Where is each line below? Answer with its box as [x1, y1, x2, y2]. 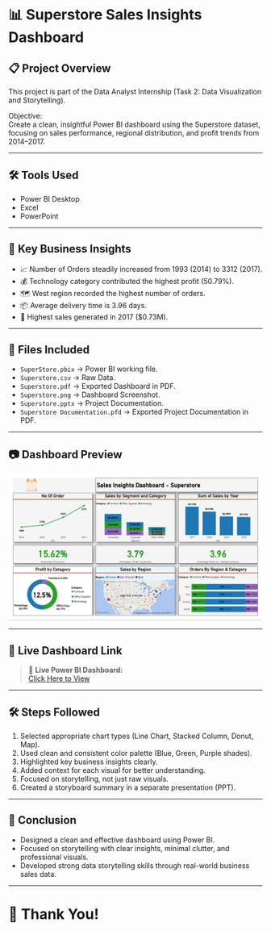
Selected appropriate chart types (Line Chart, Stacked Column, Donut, [19, 731, 254, 741]
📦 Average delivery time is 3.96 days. [19, 300, 148, 310]
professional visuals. [19, 852, 89, 862]
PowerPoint [19, 211, 59, 221]
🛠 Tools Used [8, 169, 79, 182]
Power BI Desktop [19, 194, 80, 203]
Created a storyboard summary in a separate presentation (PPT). [19, 783, 236, 792]
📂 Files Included [8, 343, 90, 357]
